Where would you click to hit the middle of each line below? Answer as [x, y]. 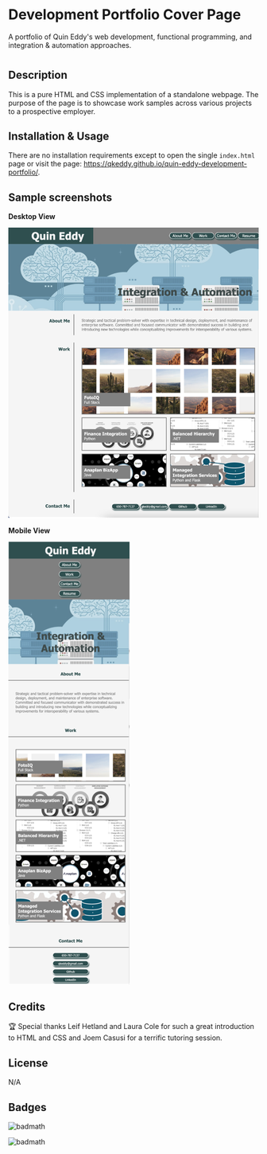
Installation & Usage [59, 136]
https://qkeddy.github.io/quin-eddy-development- [165, 164]
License [28, 1063]
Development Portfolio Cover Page [125, 15]
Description [38, 75]
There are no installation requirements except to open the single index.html [132, 155]
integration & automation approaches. [70, 45]
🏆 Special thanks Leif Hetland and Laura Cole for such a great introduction [131, 1027]
